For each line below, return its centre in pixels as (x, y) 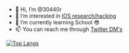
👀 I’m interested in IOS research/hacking (66, 16)
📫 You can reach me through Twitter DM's (69, 29)
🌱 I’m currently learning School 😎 (57, 22)
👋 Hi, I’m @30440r (38, 9)
